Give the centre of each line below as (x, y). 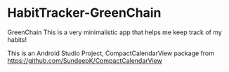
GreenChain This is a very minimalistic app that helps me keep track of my (115, 32)
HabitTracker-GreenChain (84, 13)
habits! (17, 39)
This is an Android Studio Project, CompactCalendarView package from (111, 53)
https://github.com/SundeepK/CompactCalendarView (85, 60)
